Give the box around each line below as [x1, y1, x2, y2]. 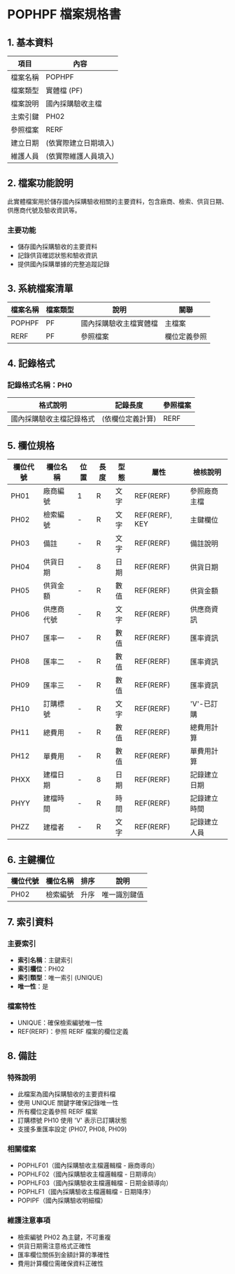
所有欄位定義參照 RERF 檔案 [17, 1107, 98, 1116]
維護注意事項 [7, 1216, 51, 1226]
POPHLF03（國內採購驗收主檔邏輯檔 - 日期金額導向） [17, 1179, 173, 1187]
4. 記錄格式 [7, 358, 55, 370]
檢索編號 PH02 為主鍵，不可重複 [17, 1233, 111, 1241]
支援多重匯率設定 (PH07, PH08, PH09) [17, 1125, 127, 1133]
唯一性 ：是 [17, 982, 49, 990]
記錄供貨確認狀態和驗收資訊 [17, 251, 98, 260]
